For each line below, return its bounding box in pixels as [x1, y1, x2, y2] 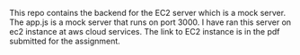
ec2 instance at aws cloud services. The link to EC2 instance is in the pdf [9, 27, 280, 36]
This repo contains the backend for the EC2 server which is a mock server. [9, 8, 286, 18]
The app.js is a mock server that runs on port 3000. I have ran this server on [9, 17, 292, 27]
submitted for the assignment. [9, 35, 121, 46]
